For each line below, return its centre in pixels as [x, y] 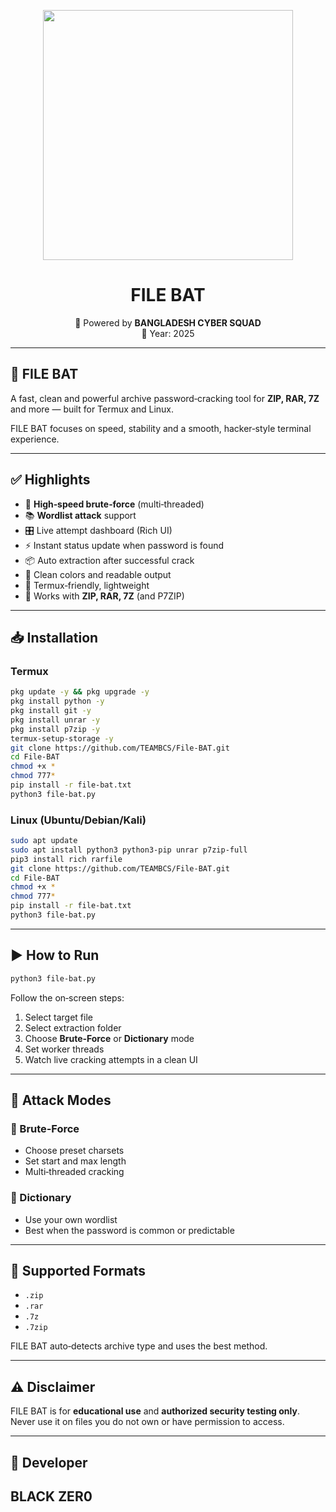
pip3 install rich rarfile [66, 859]
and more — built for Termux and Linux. [92, 409]
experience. [35, 439]
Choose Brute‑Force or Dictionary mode [109, 1038]
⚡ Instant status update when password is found [124, 545]
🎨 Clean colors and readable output [98, 574]
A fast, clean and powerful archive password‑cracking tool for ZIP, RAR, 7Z [165, 398]
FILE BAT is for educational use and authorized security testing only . [155, 1411]
